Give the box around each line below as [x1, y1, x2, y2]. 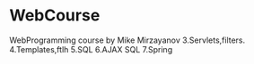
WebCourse [9, 5, 101, 26]
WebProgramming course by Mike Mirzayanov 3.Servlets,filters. [9, 35, 246, 45]
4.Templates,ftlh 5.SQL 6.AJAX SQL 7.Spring [9, 44, 173, 54]
